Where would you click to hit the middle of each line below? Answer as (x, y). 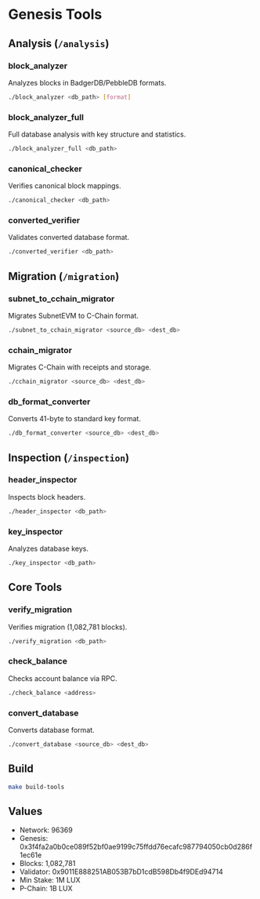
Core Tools (35, 587)
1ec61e (31, 855)
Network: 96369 (46, 830)
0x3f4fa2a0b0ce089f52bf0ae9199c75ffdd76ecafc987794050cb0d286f (136, 847)
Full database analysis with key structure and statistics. (97, 134)
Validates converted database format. (69, 238)
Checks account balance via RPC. (63, 678)
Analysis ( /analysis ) (59, 44)
